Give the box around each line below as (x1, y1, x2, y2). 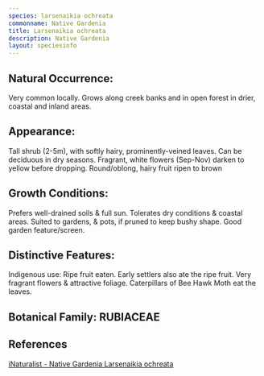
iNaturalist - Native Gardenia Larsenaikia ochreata (8, 359, 174, 369)
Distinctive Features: (8, 248, 115, 262)
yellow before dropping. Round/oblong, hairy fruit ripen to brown (8, 163, 223, 173)
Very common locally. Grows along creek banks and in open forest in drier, (8, 93, 256, 102)
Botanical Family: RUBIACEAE (8, 310, 160, 324)
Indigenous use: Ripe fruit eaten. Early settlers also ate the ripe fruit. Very (8, 270, 252, 279)
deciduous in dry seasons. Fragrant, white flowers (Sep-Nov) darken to (8, 155, 245, 164)
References (8, 337, 68, 351)
